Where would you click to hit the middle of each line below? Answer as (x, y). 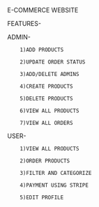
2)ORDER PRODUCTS (45, 161)
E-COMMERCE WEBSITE (43, 10)
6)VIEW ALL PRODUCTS (49, 111)
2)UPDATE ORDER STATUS (53, 62)
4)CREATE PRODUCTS (46, 86)
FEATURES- (24, 23)
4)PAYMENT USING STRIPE (54, 185)
